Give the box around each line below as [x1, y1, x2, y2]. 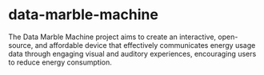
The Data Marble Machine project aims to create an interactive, [8, 32, 217, 41]
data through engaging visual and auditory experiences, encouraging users [8, 49, 257, 58]
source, [8, 40, 34, 49]
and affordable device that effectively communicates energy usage [34, 40, 256, 49]
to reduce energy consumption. [8, 57, 112, 67]
